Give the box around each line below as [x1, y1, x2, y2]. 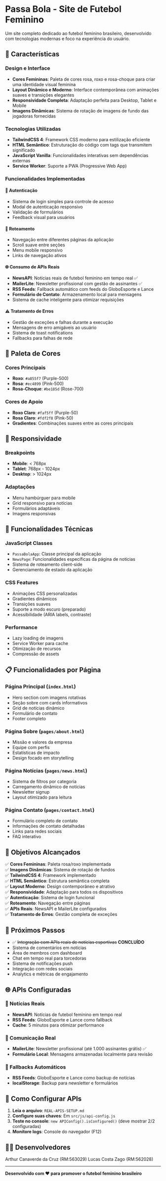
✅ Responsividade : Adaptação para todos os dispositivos [5, 889, 124, 895]
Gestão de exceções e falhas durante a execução [12, 319, 113, 325]
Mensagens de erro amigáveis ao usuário [12, 324, 97, 330]
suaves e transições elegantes [12, 92, 75, 98]
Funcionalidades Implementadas [5, 175, 85, 182]
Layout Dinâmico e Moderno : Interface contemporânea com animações [12, 87, 159, 93]
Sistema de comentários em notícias [12, 945, 86, 951]
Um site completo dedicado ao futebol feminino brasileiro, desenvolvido [5, 30, 152, 36]
